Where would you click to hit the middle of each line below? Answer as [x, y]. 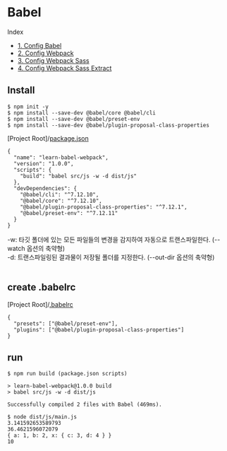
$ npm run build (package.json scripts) [68, 374]
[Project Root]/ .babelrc [41, 304]
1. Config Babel [39, 45]
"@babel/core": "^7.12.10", [61, 201]
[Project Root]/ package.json [48, 138]
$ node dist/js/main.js [42, 417]
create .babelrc [42, 287]
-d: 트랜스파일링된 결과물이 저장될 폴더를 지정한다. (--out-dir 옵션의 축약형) [111, 257]
